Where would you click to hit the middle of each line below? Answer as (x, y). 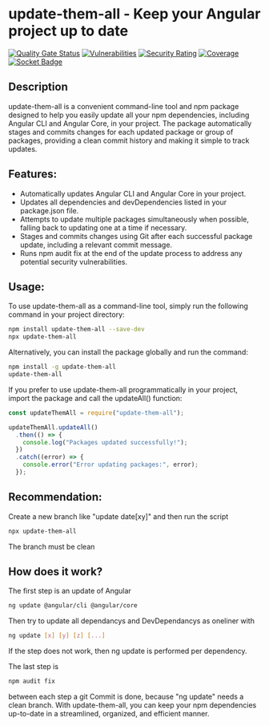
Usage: (27, 287)
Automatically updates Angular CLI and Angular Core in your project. (133, 193)
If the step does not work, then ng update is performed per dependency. (128, 651)
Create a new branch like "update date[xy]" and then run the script (118, 516)
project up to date (68, 31)
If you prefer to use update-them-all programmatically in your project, (123, 389)
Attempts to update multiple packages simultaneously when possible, (134, 219)
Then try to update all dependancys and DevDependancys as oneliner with (131, 621)
